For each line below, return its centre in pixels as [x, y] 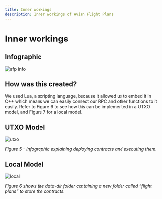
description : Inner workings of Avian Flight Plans [59, 14]
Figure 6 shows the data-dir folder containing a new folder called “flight [79, 186]
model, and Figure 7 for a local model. [44, 112]
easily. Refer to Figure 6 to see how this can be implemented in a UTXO [78, 107]
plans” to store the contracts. [35, 191]
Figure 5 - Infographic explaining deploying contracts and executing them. [81, 149]
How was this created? [41, 84]
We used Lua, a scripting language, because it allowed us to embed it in [78, 96]
